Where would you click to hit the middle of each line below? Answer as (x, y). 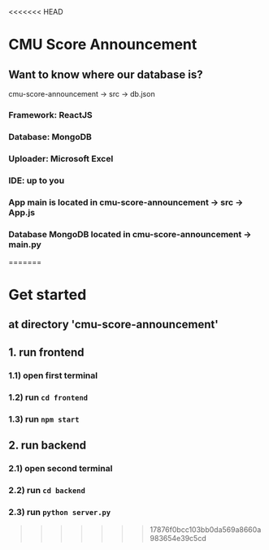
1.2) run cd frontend (48, 397)
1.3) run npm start (44, 419)
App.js (22, 212)
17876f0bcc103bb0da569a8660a (206, 530)
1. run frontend (46, 352)
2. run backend (48, 446)
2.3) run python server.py (60, 512)
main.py (25, 245)
